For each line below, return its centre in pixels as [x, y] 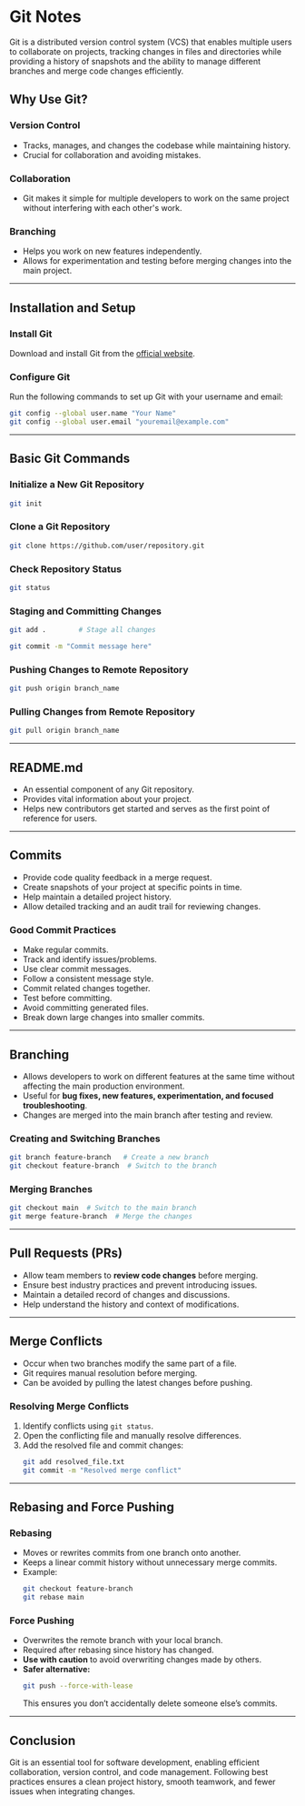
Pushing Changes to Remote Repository [99, 669]
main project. [47, 271]
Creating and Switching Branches [85, 1139]
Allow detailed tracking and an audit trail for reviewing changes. [142, 906]
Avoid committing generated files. [86, 1008]
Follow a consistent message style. [88, 978]
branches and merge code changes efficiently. [97, 71]
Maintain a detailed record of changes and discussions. [126, 1294]
